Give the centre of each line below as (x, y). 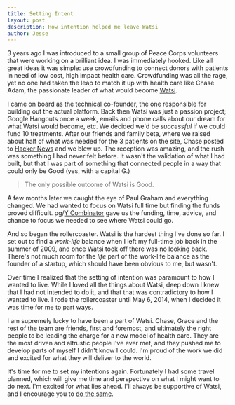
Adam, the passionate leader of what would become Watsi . (92, 90)
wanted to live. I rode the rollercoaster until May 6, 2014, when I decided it (114, 300)
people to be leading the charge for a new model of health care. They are (113, 336)
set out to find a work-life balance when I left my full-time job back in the (112, 242)
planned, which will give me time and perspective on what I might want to (113, 379)
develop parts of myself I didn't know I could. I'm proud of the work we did (115, 350)
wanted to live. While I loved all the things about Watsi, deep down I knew (113, 285)
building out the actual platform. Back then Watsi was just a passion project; (117, 111)
